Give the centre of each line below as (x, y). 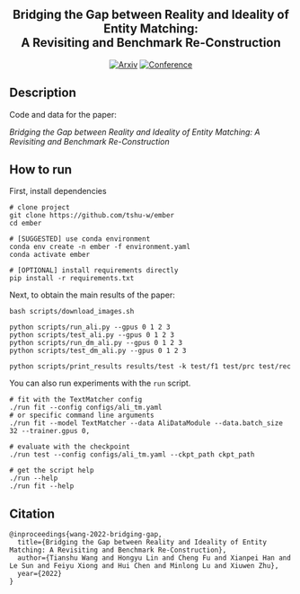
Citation (32, 514)
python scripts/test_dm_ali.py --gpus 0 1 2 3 (98, 351)
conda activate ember (50, 255)
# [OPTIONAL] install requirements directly (94, 270)
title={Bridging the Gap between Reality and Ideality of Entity (142, 543)
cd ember (26, 224)
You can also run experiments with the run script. (100, 383)
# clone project (40, 208)
